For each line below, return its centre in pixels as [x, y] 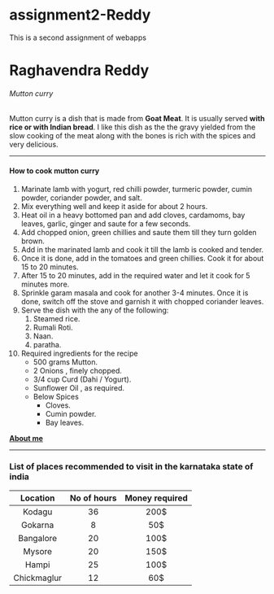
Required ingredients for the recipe [79, 353]
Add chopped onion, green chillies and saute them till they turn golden [139, 232]
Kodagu [37, 512]
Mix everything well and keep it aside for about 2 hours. [114, 206]
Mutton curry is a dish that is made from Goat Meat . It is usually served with [137, 119]
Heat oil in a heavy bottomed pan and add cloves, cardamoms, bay [133, 215]
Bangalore [38, 538]
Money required [156, 498]
